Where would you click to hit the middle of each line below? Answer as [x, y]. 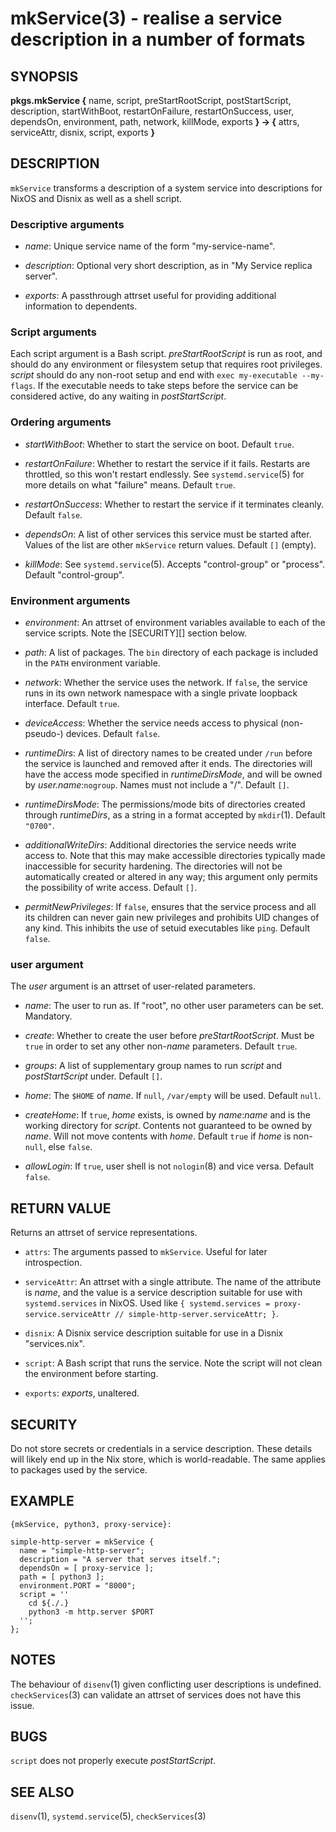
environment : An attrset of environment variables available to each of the [175, 622]
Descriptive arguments [67, 224]
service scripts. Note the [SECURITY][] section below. [136, 633]
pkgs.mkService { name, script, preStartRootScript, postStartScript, [151, 100]
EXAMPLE [42, 1501]
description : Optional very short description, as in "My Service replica [168, 266]
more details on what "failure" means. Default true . [130, 484]
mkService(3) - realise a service [146, 18]
